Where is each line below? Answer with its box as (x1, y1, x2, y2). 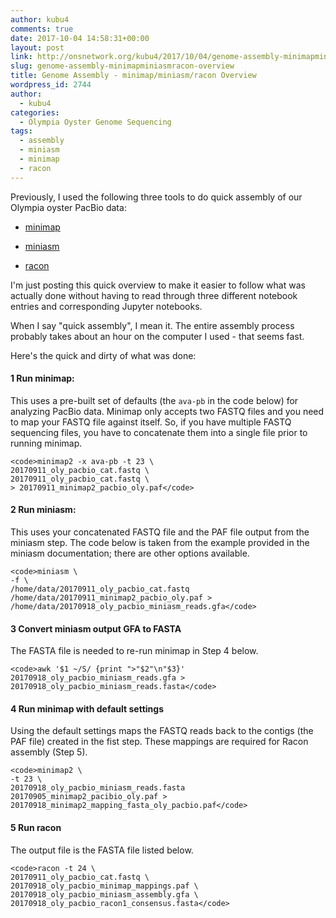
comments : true (10, 24, 74, 34)
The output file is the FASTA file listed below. (10, 844, 194, 856)
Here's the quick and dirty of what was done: (10, 349, 197, 361)
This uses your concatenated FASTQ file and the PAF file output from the (10, 526, 310, 538)
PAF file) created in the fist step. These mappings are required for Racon (10, 736, 309, 748)
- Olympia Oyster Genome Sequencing (19, 117, 172, 127)
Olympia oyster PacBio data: (10, 201, 127, 213)
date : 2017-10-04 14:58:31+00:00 (10, 33, 150, 43)
